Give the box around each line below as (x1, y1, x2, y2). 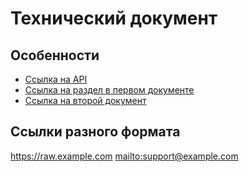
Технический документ (10, 7, 218, 30)
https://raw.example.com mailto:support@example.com (10, 150, 239, 162)
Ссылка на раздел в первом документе (24, 84, 195, 96)
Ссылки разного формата (10, 123, 181, 141)
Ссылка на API (24, 73, 88, 85)
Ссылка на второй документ (24, 95, 147, 106)
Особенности (10, 47, 100, 64)
